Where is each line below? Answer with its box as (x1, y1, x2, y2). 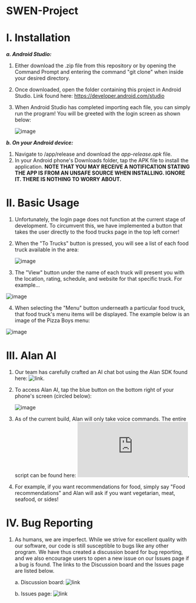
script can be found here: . (14, 472, 190, 479)
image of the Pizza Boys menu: (14, 317, 90, 324)
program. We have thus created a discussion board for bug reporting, (14, 548, 184, 555)
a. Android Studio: (6, 51, 52, 58)
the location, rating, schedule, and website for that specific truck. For (14, 276, 182, 283)
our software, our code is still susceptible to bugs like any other (14, 542, 169, 549)
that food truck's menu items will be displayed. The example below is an (14, 311, 190, 318)
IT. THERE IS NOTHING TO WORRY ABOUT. (14, 176, 122, 183)
